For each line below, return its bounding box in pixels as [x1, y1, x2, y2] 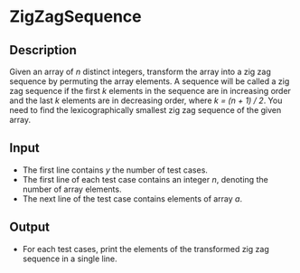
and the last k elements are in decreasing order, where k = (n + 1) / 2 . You [9, 95, 283, 106]
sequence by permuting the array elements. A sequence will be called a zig [9, 76, 290, 87]
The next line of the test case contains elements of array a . [22, 193, 242, 204]
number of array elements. [22, 184, 122, 194]
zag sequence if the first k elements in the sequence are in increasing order [9, 86, 292, 96]
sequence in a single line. [22, 253, 117, 264]
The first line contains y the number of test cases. [22, 165, 208, 175]
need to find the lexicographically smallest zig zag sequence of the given [9, 105, 282, 115]
